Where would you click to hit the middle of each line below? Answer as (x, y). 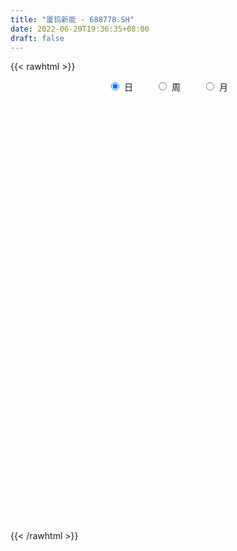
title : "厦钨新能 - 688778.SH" (72, 19)
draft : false (37, 38)
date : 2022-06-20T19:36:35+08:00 (80, 29)
